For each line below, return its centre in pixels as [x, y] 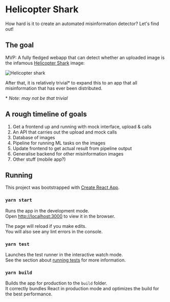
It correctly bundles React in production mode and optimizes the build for [82, 289]
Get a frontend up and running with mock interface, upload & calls [82, 126]
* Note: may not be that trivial [37, 98]
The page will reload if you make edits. [46, 226]
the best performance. [29, 294]
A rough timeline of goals [46, 114]
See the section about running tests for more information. [66, 260]
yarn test [17, 244]
